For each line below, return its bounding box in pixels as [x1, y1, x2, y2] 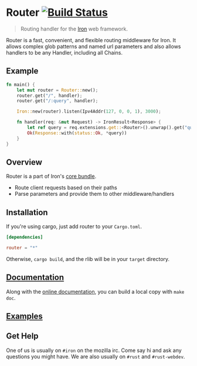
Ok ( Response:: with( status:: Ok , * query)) [27, 130, 127, 136]
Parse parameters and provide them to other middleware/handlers [14, 191, 175, 198]
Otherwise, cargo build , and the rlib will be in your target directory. [6, 255, 170, 262]
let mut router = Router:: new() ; [16, 87, 98, 93]
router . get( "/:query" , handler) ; [16, 98, 98, 104]
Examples [6, 311, 43, 321]
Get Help [6, 331, 39, 341]
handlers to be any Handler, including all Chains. [6, 49, 123, 56]
